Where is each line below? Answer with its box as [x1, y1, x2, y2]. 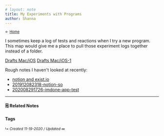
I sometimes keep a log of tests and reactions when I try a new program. [5, 38, 151, 44]
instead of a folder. [5, 48, 43, 54]
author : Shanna [5, 16, 36, 21]
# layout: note [5, 7, 36, 12]
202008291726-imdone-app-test [12, 87, 80, 93]
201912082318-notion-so [12, 82, 63, 87]
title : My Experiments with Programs [5, 12, 82, 17]
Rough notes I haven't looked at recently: [5, 67, 88, 73]
